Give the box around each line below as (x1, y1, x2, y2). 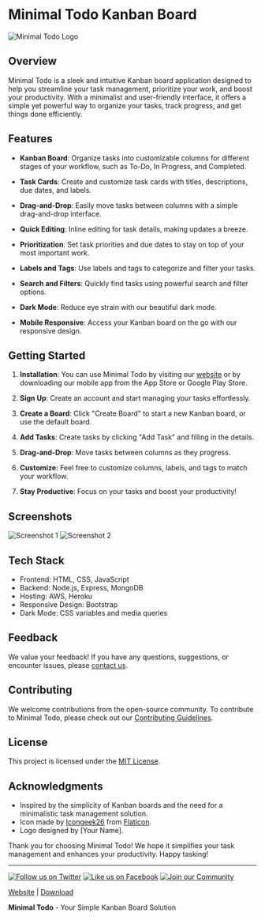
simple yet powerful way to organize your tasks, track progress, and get (8, 100, 242, 110)
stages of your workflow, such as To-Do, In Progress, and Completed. (19, 161, 247, 171)
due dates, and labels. (19, 185, 92, 194)
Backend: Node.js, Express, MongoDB (19, 583, 144, 592)
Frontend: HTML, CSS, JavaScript (19, 575, 130, 584)
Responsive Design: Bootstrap (19, 600, 118, 609)
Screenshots (8, 510, 73, 523)
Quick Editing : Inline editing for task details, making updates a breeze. (19, 224, 248, 234)
